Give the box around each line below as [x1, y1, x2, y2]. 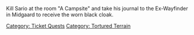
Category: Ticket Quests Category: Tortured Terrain [6, 23, 131, 29]
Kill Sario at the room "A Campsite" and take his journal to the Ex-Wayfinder [6, 5, 189, 12]
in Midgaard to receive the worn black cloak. [6, 11, 114, 18]
